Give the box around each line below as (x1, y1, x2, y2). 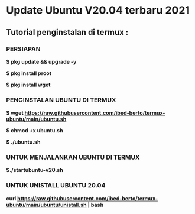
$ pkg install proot (6, 69, 52, 77)
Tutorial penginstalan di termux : (6, 27, 129, 37)
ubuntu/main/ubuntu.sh (6, 116, 67, 123)
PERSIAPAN (6, 45, 41, 53)
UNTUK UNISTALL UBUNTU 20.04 (6, 181, 106, 190)
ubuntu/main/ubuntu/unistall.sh (6, 201, 87, 208)
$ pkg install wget (6, 81, 51, 88)
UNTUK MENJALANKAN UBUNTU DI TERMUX (6, 153, 140, 161)
